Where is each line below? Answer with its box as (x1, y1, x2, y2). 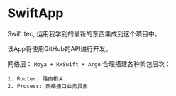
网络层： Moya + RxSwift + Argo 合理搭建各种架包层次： (7, 59, 172, 68)
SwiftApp (7, 5, 64, 21)
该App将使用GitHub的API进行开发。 (7, 44, 112, 53)
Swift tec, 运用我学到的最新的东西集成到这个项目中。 (7, 29, 161, 38)
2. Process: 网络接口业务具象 (7, 82, 89, 90)
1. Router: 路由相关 (7, 75, 64, 82)
